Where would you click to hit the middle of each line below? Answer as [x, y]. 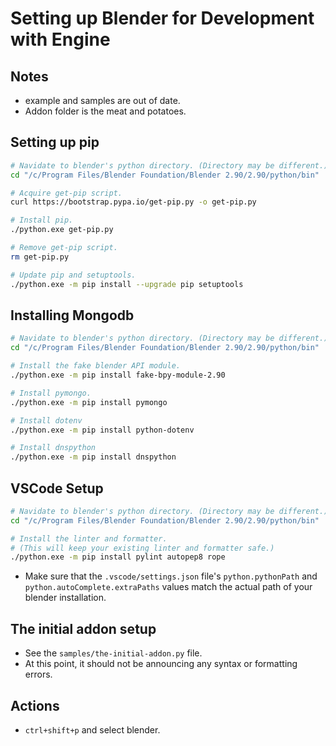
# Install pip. [42, 220]
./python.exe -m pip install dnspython [93, 457]
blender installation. [65, 598]
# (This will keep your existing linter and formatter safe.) [142, 548]
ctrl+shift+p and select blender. [92, 729]
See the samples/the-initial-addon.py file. [113, 653]
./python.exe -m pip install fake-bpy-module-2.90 [118, 375]
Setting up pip [55, 142]
